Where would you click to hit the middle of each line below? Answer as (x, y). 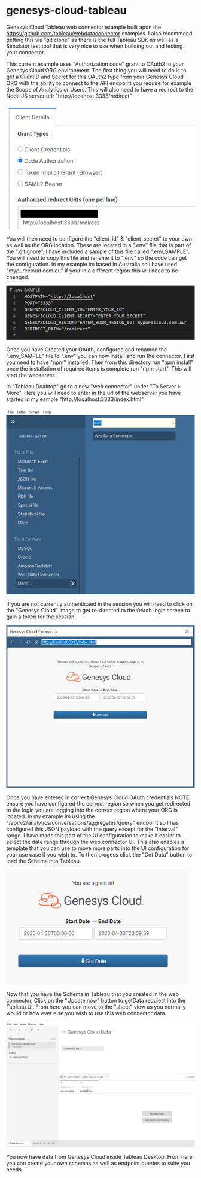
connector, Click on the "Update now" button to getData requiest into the (96, 1000)
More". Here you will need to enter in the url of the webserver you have (94, 393)
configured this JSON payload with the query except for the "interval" (92, 829)
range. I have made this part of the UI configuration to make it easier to (94, 835)
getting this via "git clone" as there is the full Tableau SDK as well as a (92, 40)
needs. (15, 1169)
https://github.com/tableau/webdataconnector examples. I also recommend (99, 33)
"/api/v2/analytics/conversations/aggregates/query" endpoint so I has (93, 822)
